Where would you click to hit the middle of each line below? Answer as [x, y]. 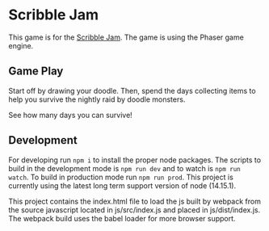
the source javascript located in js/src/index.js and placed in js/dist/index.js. [134, 210]
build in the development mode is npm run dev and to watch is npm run [124, 168]
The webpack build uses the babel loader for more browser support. [122, 218]
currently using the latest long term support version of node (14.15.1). [122, 185]
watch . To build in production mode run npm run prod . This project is [121, 177]
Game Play [36, 71]
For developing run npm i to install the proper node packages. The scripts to [134, 160]
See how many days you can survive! [71, 115]
